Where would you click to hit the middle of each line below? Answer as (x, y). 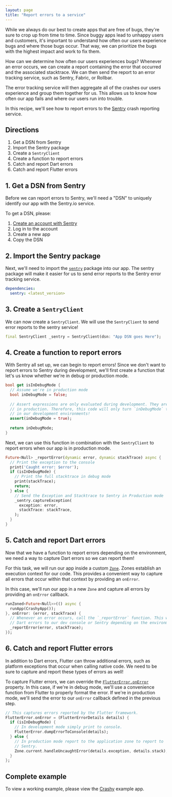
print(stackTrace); (35, 481)
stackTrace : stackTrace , (45, 510)
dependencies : (20, 288)
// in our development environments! (50, 414)
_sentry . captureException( (43, 500)
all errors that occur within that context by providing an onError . (72, 579)
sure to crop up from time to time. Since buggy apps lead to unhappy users (84, 35)
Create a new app (31, 235)
